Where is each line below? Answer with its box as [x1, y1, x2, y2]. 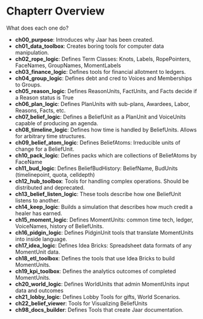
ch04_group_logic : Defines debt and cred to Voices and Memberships [15, 74, 192, 82]
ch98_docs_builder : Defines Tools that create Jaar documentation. [15, 306, 184, 313]
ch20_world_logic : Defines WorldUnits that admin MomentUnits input [15, 280, 190, 288]
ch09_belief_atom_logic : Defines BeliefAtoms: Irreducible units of [15, 139, 181, 146]
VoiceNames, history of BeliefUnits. [15, 222, 104, 229]
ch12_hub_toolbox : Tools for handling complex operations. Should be [15, 177, 189, 185]
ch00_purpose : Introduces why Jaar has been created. [15, 36, 154, 43]
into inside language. [15, 235, 68, 243]
